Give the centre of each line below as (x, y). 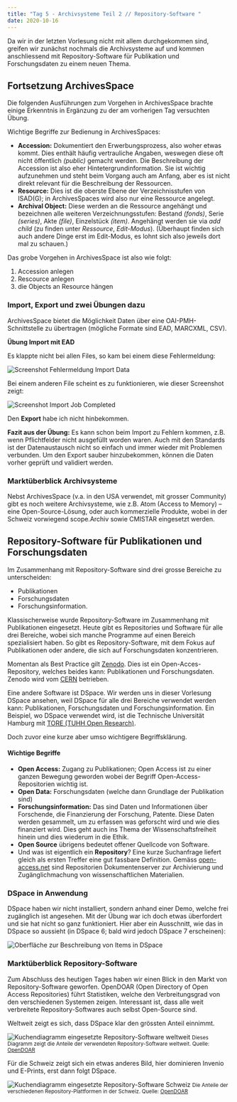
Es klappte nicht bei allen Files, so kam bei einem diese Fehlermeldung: (111, 356)
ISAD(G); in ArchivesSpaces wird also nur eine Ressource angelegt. (116, 198)
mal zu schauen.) (43, 244)
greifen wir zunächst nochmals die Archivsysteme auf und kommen (106, 48)
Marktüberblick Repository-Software (72, 963)
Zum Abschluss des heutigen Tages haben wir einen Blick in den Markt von (117, 979)
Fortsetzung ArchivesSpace (71, 86)
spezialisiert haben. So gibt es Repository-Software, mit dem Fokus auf (111, 642)
